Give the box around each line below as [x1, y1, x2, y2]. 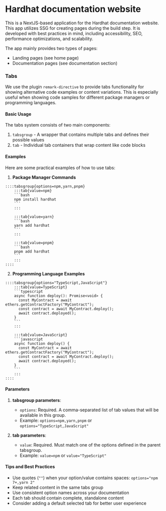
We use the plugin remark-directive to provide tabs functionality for [5, 84, 144, 90]
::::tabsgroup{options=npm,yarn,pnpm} [5, 184, 85, 189]
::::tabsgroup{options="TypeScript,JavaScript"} [5, 280, 108, 285]
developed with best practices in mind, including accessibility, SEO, [5, 30, 143, 36]
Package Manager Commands [12, 174, 76, 180]
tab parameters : [12, 432, 47, 438]
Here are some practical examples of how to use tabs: [5, 165, 115, 171]
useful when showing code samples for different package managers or [5, 94, 150, 100]
